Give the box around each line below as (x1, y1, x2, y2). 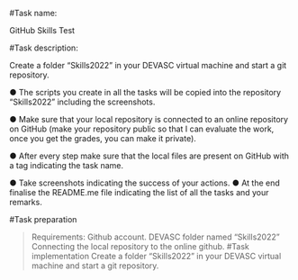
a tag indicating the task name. (9, 160, 124, 170)
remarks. (9, 197, 42, 207)
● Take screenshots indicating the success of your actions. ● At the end (9, 177, 281, 188)
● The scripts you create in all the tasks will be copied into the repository (9, 87, 282, 97)
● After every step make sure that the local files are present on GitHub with (9, 150, 290, 161)
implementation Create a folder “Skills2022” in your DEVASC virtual (31, 251, 282, 261)
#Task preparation (9, 214, 77, 224)
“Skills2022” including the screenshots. (9, 96, 156, 107)
